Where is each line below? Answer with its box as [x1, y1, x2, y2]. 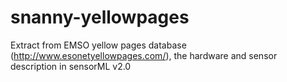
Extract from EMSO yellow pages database [10, 39, 187, 51]
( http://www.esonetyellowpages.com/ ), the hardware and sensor [10, 49, 278, 61]
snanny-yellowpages [10, 6, 190, 29]
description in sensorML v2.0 [10, 60, 132, 72]
